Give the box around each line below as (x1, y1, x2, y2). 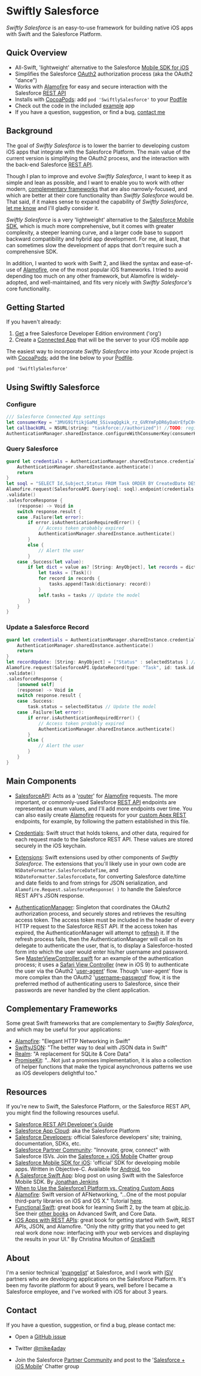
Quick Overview (6, 48, 68, 58)
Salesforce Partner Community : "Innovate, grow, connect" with (14, 1146, 170, 1153)
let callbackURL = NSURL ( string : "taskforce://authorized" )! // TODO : (6, 425, 184, 431)
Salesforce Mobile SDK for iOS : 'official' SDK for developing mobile (14, 1159, 181, 1167)
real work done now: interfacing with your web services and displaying (14, 1229, 190, 1237)
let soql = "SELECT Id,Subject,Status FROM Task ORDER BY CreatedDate (6, 481, 186, 487)
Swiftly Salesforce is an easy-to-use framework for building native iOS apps (6, 24, 193, 31)
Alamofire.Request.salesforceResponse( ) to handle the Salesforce (14, 885, 181, 892)
